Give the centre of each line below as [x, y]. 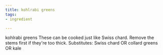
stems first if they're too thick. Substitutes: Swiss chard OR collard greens [81, 43]
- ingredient [19, 19]
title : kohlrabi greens [30, 10]
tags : [11, 14]
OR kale [13, 48]
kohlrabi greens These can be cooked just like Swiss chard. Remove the [80, 37]
